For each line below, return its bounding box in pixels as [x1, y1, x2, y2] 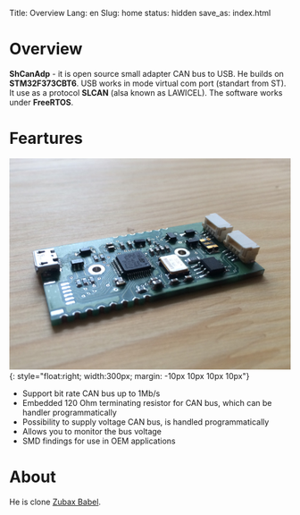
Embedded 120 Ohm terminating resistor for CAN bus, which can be [21, 397, 272, 408]
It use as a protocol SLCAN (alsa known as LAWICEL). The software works [9, 87, 283, 97]
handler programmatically [21, 407, 118, 418]
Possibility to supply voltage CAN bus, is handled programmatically [21, 416, 270, 427]
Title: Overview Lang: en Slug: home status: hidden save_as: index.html [9, 8, 271, 18]
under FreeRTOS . [9, 97, 74, 107]
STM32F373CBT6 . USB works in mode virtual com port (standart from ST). [9, 78, 287, 89]
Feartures [9, 129, 83, 148]
